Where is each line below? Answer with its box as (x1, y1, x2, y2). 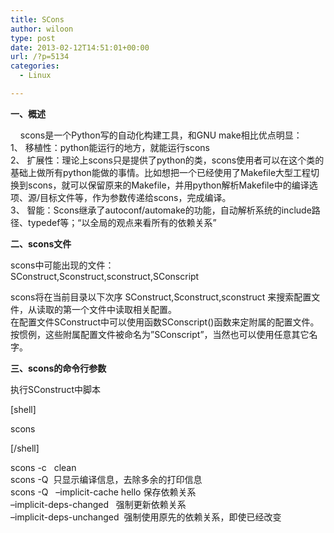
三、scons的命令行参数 (10, 362, 107, 374)
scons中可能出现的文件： (10, 259, 115, 271)
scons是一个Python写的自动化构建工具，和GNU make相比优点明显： (19, 129, 303, 141)
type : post (10, 33, 56, 43)
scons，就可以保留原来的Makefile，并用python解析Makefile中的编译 (27, 179, 310, 191)
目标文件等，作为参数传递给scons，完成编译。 (39, 191, 232, 203)
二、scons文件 (10, 237, 72, 250)
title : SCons (10, 14, 65, 25)
